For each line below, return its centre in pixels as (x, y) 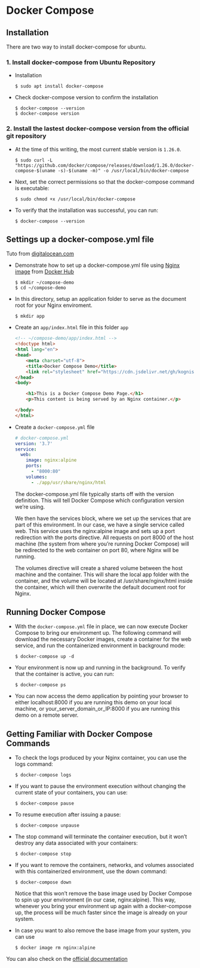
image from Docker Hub (44, 272)
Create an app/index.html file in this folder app (72, 327)
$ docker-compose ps (40, 685)
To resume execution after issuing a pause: (68, 815)
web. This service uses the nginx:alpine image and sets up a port (95, 531)
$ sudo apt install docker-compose (59, 86)
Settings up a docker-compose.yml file (80, 239)
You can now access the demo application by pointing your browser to (102, 696)
